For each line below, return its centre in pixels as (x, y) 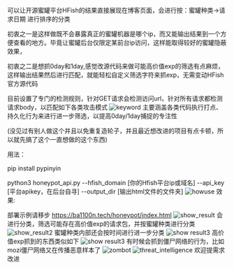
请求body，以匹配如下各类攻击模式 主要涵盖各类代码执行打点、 (115, 107)
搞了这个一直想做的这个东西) (67, 139)
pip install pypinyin (34, 168)
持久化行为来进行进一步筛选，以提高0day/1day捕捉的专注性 (92, 116)
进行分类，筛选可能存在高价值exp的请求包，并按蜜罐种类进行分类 (101, 224)
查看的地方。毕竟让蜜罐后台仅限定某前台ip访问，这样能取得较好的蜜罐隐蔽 (120, 43)
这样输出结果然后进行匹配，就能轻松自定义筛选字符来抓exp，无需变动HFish (116, 75)
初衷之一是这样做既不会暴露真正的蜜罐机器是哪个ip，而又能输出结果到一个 (114, 34)
